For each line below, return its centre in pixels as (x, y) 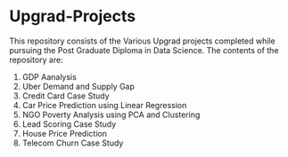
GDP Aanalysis (49, 76)
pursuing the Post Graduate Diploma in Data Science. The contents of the (144, 50)
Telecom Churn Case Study (73, 143)
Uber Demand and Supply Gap (78, 86)
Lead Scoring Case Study (69, 124)
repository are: (37, 59)
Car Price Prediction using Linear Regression (104, 105)
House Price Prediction (64, 133)
